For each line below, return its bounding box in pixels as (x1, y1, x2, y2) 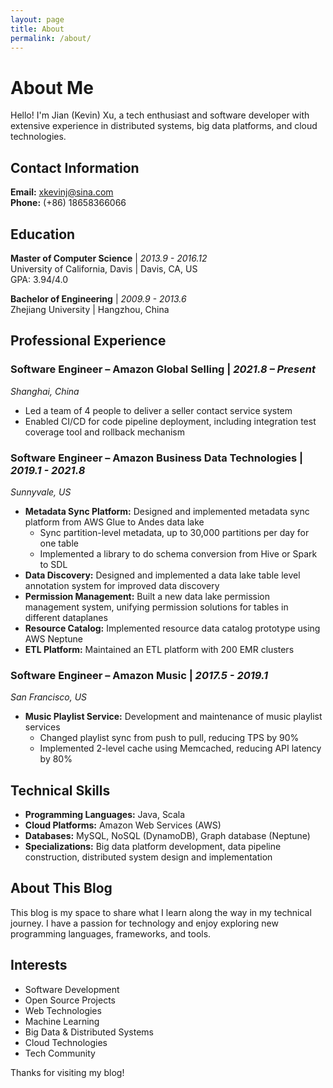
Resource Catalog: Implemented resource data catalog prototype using (24, 622, 321, 634)
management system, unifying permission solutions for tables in (24, 601, 289, 613)
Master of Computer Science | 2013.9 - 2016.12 (10, 252, 208, 264)
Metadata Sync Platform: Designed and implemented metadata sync (24, 505, 310, 517)
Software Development (24, 983, 120, 995)
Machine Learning (24, 1015, 100, 1027)
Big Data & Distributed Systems (24, 1026, 154, 1038)
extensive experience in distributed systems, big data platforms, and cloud (10, 120, 318, 132)
